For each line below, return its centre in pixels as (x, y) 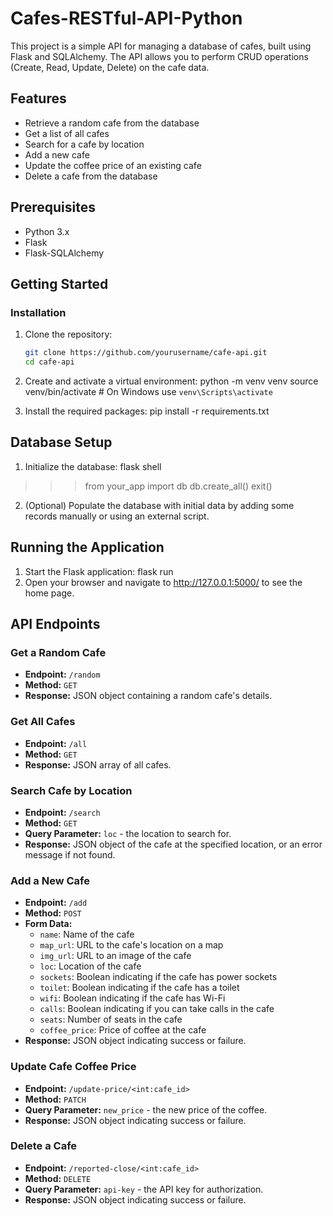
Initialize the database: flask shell (93, 466)
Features (38, 98)
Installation (38, 312)
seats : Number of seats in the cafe (111, 1019)
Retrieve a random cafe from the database (112, 123)
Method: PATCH (55, 1099)
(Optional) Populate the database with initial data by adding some (159, 505)
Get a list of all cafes (67, 133)
